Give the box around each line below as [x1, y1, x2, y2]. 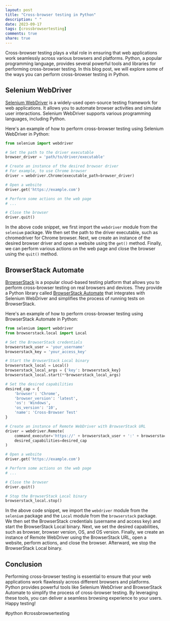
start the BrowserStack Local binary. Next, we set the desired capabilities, [5, 524, 159, 530]
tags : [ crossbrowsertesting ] [5, 26, 67, 31]
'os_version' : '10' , [14, 405, 58, 410]
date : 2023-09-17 [5, 21, 42, 27]
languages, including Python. [5, 115, 66, 122]
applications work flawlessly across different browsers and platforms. [5, 579, 150, 585]
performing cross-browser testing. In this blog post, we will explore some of [5, 66, 163, 72]
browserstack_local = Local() [5, 363, 69, 368]
